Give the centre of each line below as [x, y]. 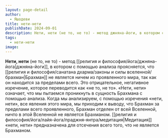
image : [12, 47]
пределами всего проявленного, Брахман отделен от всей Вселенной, [81, 109]
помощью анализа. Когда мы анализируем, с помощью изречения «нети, [84, 98]
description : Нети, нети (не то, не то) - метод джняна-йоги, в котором [82, 33]
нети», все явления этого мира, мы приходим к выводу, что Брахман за [82, 103]
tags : [11, 38]
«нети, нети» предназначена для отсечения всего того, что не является [82, 125]
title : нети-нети [23, 24]
